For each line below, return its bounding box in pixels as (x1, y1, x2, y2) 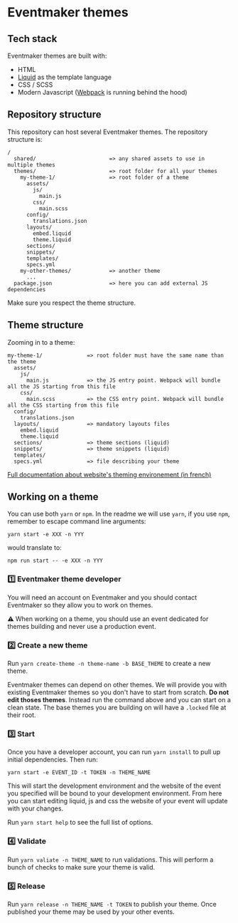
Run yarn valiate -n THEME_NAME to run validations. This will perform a (7, 855, 214, 864)
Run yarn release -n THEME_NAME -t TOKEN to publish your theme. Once (7, 899, 217, 908)
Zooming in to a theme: (7, 338, 75, 346)
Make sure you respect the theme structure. (7, 298, 136, 307)
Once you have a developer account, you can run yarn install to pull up (7, 748, 221, 756)
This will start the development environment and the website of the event (7, 781, 222, 791)
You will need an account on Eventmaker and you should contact (7, 593, 198, 602)
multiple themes (7, 161, 55, 168)
